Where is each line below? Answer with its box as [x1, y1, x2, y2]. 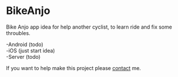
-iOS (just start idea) [6, 47, 55, 54]
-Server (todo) [6, 53, 41, 60]
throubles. [6, 29, 31, 36]
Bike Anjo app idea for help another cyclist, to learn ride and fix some [6, 23, 172, 30]
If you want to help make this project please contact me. [6, 64, 141, 71]
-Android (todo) [6, 41, 44, 48]
